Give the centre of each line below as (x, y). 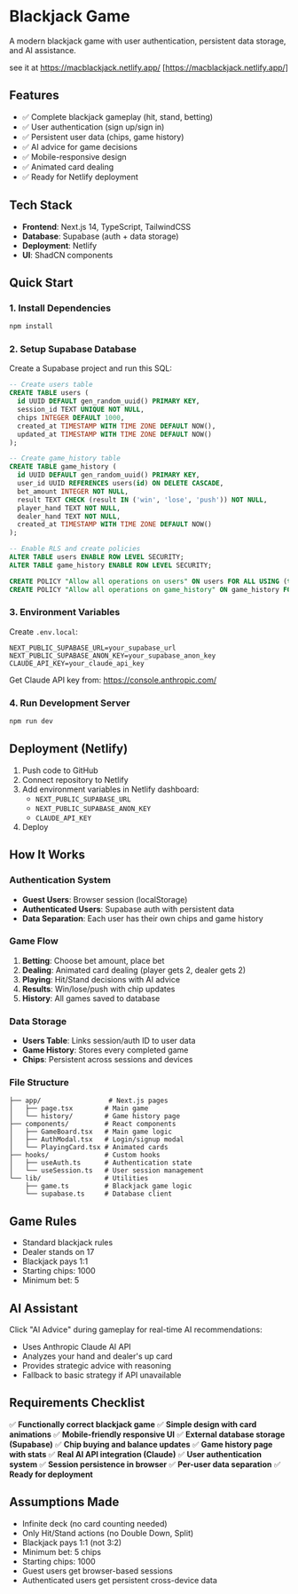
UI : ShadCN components (67, 255)
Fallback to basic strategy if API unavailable (102, 1375)
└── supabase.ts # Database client (99, 1194)
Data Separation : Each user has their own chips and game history (142, 918)
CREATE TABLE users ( (49, 393)
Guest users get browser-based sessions (97, 1570)
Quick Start (41, 283)
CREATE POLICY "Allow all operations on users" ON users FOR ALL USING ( (149, 581)
